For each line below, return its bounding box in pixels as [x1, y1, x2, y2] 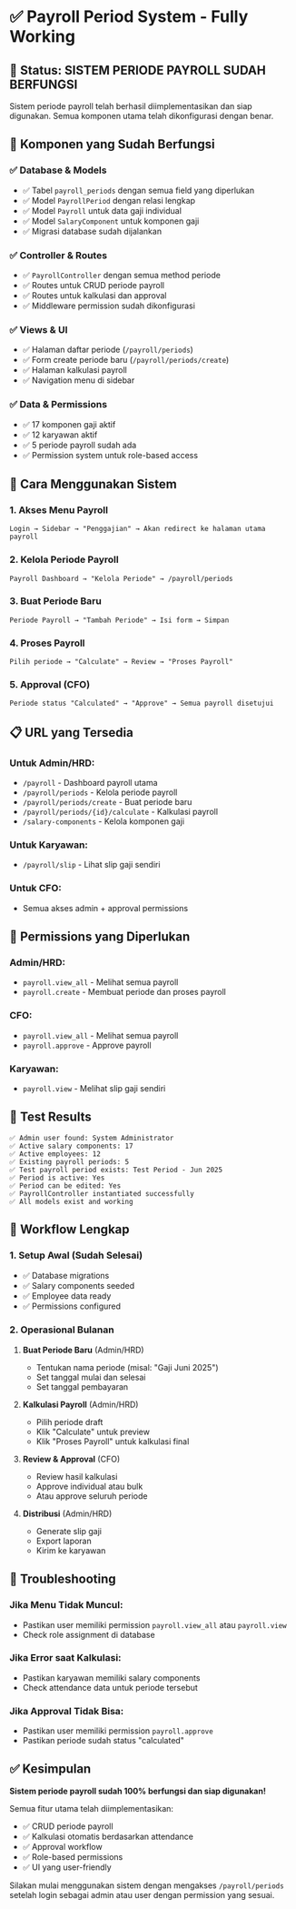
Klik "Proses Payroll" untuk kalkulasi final [35, 1435, 190, 1447]
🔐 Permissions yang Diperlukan [9, 929, 191, 945]
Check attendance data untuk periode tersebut [22, 1682, 198, 1693]
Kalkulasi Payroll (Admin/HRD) [22, 1399, 139, 1410]
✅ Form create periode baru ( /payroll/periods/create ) [22, 355, 230, 366]
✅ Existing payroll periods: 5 [9, 1157, 130, 1166]
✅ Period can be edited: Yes [9, 1181, 122, 1191]
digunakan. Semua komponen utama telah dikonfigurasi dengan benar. [9, 111, 274, 121]
